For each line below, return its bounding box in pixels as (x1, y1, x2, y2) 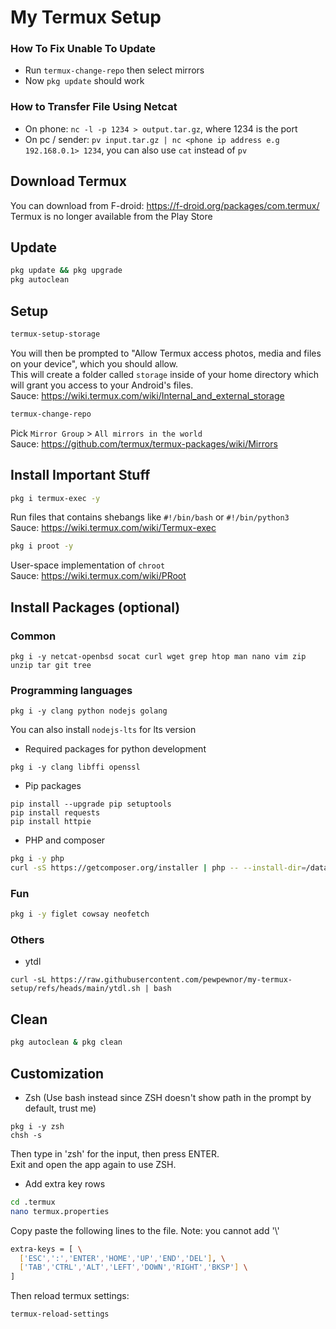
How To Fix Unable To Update (10, 42, 157, 56)
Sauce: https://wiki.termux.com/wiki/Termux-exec (10, 522, 217, 534)
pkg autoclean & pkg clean (10, 1037, 123, 1048)
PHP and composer (24, 834, 106, 846)
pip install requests (10, 808, 101, 818)
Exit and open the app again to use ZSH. (10, 1158, 177, 1170)
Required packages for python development (24, 743, 207, 755)
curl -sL (10, 975, 47, 985)
